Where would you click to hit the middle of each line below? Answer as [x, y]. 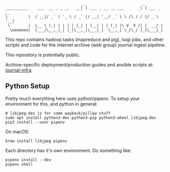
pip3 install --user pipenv [35, 122]
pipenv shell [19, 164]
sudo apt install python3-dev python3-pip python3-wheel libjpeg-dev [81, 118]
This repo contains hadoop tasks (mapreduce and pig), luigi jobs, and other [84, 40]
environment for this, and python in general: [52, 104]
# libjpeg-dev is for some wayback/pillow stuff [58, 113]
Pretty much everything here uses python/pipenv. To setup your [72, 99]
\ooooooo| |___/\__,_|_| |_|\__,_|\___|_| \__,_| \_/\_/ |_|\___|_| [87, 30]
